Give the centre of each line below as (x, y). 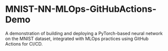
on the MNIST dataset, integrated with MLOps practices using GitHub (77, 39)
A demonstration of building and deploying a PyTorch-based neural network (84, 33)
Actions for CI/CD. (24, 44)
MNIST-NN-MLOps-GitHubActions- (81, 9)
